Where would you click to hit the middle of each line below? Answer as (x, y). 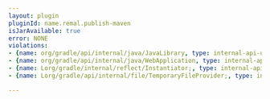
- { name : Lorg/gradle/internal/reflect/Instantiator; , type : (113, 68)
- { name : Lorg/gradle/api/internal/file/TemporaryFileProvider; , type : (131, 76)
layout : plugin (34, 16)
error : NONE (28, 38)
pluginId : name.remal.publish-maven (70, 23)
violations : (28, 46)
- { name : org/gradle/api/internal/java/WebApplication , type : (115, 61)
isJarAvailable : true (45, 31)
